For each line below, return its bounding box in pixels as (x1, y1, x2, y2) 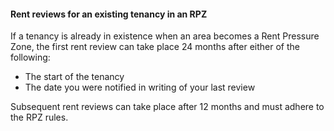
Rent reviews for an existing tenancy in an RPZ (10, 8, 208, 20)
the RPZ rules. (10, 111, 69, 124)
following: (10, 51, 51, 64)
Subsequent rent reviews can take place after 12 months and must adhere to (10, 101, 325, 113)
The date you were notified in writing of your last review (24, 81, 256, 94)
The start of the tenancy (24, 71, 125, 83)
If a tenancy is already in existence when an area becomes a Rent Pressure (10, 30, 320, 42)
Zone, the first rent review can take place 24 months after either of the (10, 41, 301, 53)
